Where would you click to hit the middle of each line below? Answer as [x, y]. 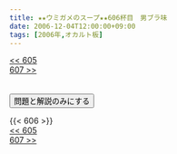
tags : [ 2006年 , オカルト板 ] [56, 34]
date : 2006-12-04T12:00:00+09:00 [73, 26]
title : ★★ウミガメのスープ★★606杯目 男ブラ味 [88, 18]
